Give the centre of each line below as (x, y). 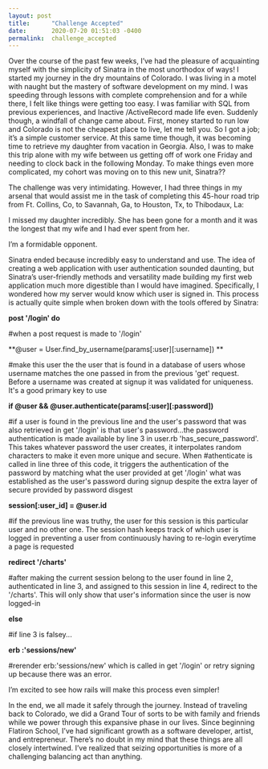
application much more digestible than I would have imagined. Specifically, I (134, 285)
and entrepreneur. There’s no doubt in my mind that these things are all (126, 739)
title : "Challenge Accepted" (66, 23)
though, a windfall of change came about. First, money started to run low (129, 121)
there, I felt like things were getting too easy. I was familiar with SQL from (129, 104)
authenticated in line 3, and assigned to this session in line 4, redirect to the (133, 587)
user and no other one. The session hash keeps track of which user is (124, 530)
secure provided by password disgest (71, 490)
